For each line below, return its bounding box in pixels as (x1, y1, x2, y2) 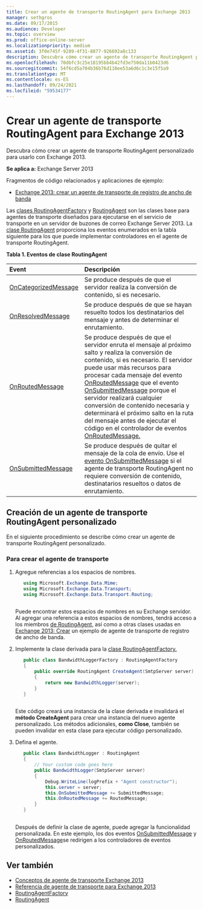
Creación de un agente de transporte (6, 508, 148, 518)
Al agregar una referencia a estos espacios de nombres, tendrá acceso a (14, 614, 196, 622)
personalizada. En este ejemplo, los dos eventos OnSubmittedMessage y (14, 830, 197, 837)
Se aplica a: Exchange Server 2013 (6, 165, 94, 172)
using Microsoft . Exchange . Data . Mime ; (23, 580, 118, 586)
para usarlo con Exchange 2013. (6, 153, 86, 161)
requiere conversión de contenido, (84, 471, 182, 480)
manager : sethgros (6, 15, 53, 21)
